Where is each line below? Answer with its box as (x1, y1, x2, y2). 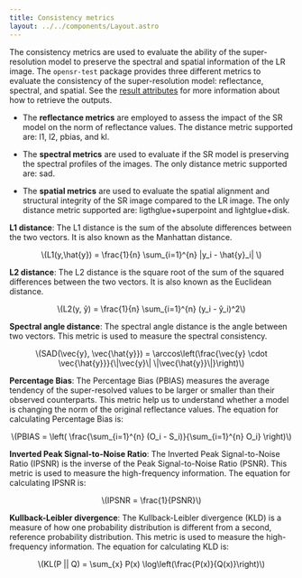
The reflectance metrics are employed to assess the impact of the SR (22, 112, 283, 123)
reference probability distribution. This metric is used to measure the (9, 531, 264, 542)
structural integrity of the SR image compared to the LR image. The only (22, 195, 290, 206)
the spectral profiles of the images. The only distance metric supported (22, 158, 288, 169)
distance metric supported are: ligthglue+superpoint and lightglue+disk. (22, 204, 290, 215)
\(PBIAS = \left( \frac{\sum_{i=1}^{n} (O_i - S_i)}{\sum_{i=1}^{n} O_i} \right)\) (11, 431, 292, 442)
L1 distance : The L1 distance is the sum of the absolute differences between (9, 222, 292, 233)
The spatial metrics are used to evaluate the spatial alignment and (22, 185, 270, 196)
